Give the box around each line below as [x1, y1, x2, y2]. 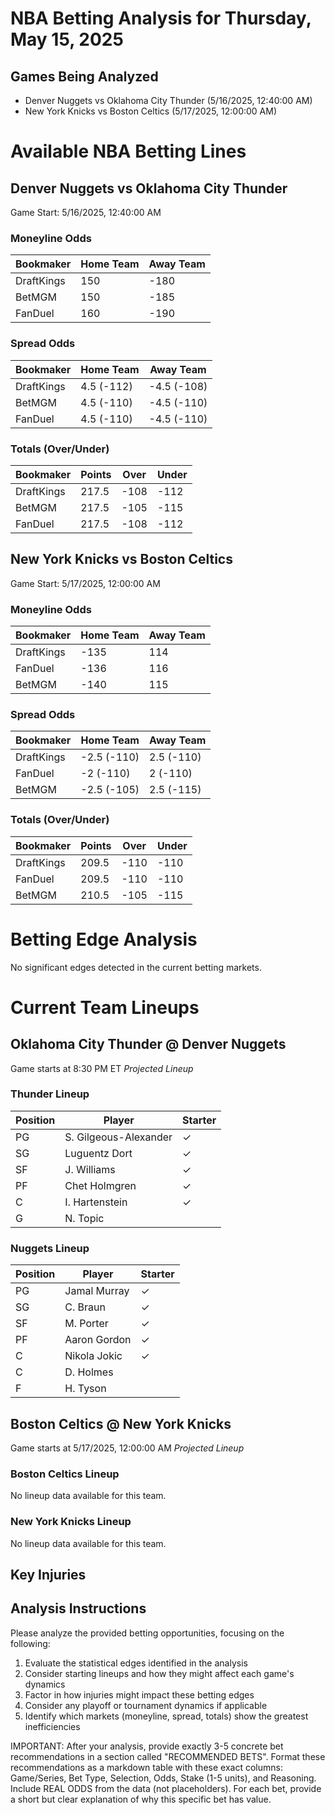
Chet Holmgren [64, 1178, 137, 1192]
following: [10, 1637, 51, 1649]
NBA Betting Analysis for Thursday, [10, 7, 312, 30]
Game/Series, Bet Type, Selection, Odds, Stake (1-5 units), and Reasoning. [10, 1772, 317, 1784]
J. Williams [64, 1162, 116, 1176]
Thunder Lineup [10, 1087, 90, 1101]
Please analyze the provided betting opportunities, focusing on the [10, 1627, 285, 1639]
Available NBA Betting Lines [10, 140, 247, 163]
